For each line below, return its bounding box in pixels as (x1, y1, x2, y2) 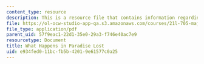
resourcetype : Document (6, 37, 67, 43)
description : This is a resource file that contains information (6, 15, 175, 21)
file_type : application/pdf (6, 26, 78, 32)
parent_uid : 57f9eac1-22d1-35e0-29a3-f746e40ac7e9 (6, 32, 137, 38)
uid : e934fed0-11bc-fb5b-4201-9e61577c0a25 (6, 49, 118, 55)
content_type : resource (6, 9, 67, 15)
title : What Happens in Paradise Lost (6, 43, 104, 49)
